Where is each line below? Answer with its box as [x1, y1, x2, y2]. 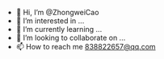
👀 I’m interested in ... [15, 16, 85, 26]
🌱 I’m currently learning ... [15, 25, 103, 33]
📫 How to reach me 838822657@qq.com [15, 42, 156, 51]
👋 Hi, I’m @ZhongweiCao [15, 8, 99, 17]
